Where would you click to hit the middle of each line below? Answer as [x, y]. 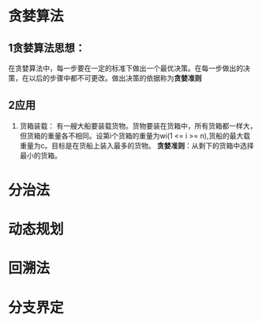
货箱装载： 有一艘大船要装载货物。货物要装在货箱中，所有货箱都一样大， [138, 125]
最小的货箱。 [40, 155]
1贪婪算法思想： [47, 48]
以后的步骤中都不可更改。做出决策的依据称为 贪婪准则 [115, 78]
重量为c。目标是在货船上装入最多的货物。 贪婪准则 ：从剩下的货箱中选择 [137, 145]
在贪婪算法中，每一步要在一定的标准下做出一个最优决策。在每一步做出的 [125, 68]
